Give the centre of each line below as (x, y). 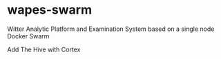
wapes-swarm (49, 10)
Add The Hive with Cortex (44, 49)
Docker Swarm (28, 36)
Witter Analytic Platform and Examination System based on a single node (111, 29)
